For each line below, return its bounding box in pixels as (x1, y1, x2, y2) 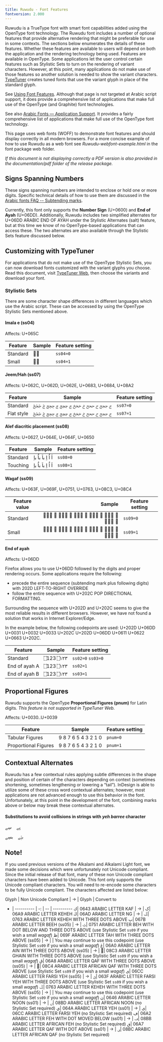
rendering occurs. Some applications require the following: (5, 571, 122, 577)
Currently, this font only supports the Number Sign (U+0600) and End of (5, 207, 151, 213)
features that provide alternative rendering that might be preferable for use (5, 35, 154, 41)
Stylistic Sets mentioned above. (5, 309, 68, 314)
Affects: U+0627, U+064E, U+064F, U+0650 (5, 435, 95, 440)
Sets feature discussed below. (5, 233, 65, 239)
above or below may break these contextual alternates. (5, 802, 115, 808)
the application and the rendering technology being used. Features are (5, 50, 147, 56)
